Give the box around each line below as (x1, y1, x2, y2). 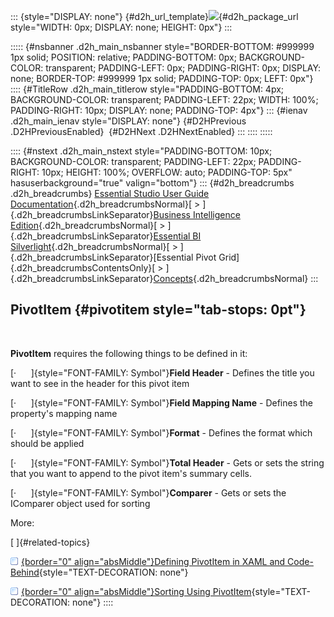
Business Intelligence (153, 209, 241, 220)
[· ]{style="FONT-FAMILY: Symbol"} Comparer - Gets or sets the (10, 486, 287, 499)
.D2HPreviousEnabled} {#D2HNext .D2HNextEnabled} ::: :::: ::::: (10, 126, 273, 137)
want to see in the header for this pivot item (10, 377, 190, 389)
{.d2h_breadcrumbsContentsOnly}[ (10, 262, 156, 274)
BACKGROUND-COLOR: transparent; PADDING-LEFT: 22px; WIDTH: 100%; (10, 94, 319, 105)
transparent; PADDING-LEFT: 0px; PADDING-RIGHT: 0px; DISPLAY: (45, 62, 322, 74)
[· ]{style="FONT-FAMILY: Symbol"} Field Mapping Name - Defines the (10, 396, 314, 409)
